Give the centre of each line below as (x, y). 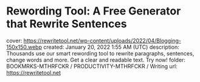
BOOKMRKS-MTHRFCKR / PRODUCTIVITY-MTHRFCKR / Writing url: (92, 66)
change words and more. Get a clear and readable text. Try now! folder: (96, 60)
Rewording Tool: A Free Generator (94, 11)
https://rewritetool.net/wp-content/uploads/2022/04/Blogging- (102, 40)
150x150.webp (24, 47)
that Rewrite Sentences (67, 24)
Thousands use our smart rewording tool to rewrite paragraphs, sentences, (100, 53)
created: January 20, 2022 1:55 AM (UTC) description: (111, 47)
